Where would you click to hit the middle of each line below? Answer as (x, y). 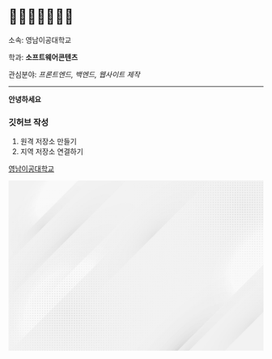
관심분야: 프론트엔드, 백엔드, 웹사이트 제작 (74, 74)
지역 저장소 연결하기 (51, 152)
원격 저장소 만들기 (48, 142)
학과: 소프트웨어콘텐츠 (43, 57)
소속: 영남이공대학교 (40, 40)
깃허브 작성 (29, 122)
